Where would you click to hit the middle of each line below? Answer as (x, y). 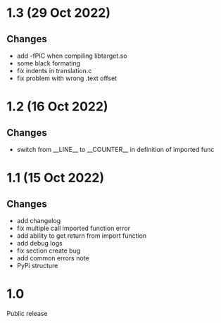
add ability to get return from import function (82, 236)
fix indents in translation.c (54, 71)
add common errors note (53, 258)
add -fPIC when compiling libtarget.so (72, 56)
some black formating (48, 63)
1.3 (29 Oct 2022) (58, 13)
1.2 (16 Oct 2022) (57, 107)
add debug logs (39, 243)
